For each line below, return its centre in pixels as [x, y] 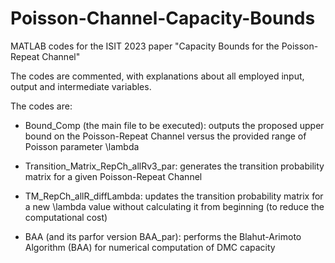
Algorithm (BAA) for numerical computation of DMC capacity [150, 247]
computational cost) [66, 217]
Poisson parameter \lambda [82, 146]
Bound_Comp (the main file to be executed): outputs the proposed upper [174, 125]
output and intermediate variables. [81, 86]
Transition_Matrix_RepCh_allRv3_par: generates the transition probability [174, 166]
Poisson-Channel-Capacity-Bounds [163, 18]
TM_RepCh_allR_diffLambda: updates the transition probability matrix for [174, 196]
